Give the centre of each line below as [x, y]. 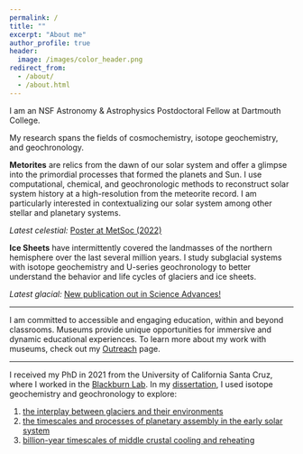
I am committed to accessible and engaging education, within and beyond [147, 320]
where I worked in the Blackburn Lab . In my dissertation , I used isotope [141, 384]
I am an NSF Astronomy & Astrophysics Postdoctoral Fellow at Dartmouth [145, 110]
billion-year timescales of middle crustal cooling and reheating [138, 440]
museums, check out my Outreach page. [85, 348]
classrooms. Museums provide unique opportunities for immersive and [141, 329]
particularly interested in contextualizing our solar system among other [141, 203]
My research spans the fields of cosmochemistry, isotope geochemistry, [144, 137]
